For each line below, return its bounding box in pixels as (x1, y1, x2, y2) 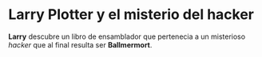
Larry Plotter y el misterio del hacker (8, 6, 254, 24)
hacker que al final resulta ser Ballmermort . (8, 40, 153, 49)
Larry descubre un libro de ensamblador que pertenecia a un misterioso (8, 32, 246, 41)
